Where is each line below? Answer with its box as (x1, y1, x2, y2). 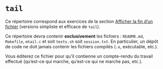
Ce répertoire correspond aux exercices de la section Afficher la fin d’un (5, 18, 153, 24)
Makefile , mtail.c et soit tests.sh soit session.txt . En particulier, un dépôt (5, 38, 159, 44)
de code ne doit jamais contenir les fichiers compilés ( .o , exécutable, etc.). (5, 43, 158, 49)
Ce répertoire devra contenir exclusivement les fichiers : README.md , (5, 33, 144, 39)
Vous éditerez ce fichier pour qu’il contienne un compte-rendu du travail (5, 53, 153, 59)
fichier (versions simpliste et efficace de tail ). (5, 24, 100, 30)
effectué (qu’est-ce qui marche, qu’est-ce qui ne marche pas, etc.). (5, 58, 143, 64)
